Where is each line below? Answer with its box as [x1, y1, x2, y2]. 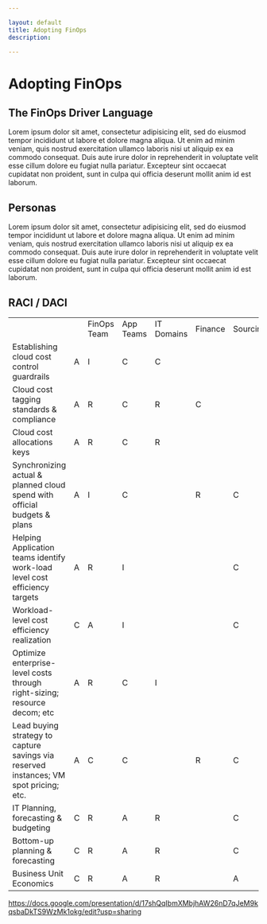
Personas [8, 200, 57, 215]
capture [12, 740, 41, 751]
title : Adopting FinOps [8, 25, 87, 34]
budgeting [12, 822, 51, 833]
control [12, 361, 39, 372]
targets [12, 592, 39, 603]
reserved [12, 760, 46, 771]
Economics [12, 878, 54, 889]
